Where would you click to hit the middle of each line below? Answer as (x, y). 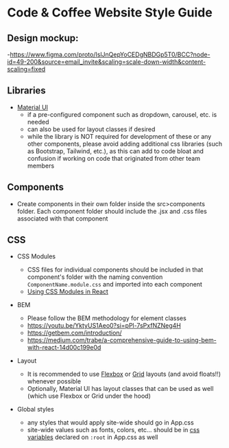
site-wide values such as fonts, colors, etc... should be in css (113, 430)
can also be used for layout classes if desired (91, 129)
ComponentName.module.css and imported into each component (114, 284)
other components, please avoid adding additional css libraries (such (125, 144)
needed (38, 122)
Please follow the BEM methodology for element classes (107, 318)
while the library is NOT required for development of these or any (119, 136)
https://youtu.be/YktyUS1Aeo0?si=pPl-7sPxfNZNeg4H (104, 326)
